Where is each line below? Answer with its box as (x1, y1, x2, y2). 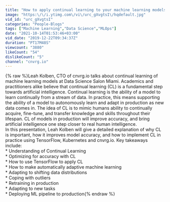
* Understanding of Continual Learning (5, 148, 86, 154)
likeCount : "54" (5, 49, 39, 55)
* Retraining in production (5, 180, 59, 186)
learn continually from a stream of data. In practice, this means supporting (5, 94, 160, 100)
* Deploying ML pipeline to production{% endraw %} (5, 191, 115, 197)
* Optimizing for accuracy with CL (5, 154, 76, 160)
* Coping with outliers (5, 175, 51, 181)
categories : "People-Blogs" (5, 21, 65, 27)
